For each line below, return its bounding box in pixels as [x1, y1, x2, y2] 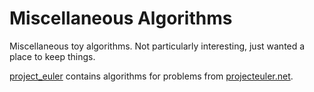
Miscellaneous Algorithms [9, 7, 233, 30]
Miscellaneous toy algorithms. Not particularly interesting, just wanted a [9, 40, 306, 52]
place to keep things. [9, 50, 96, 62]
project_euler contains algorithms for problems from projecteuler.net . [9, 70, 294, 82]
